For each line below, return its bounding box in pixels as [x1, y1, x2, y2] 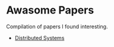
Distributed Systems [14, 34, 65, 41]
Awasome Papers [6, 4, 94, 17]
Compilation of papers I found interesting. [6, 23, 108, 30]
